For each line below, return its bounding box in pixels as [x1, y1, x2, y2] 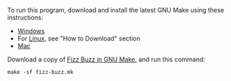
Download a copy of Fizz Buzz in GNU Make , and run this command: [7, 55, 206, 64]
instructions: [7, 13, 44, 22]
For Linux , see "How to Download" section [17, 34, 140, 43]
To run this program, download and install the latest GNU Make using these [7, 6, 225, 14]
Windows [17, 27, 45, 35]
